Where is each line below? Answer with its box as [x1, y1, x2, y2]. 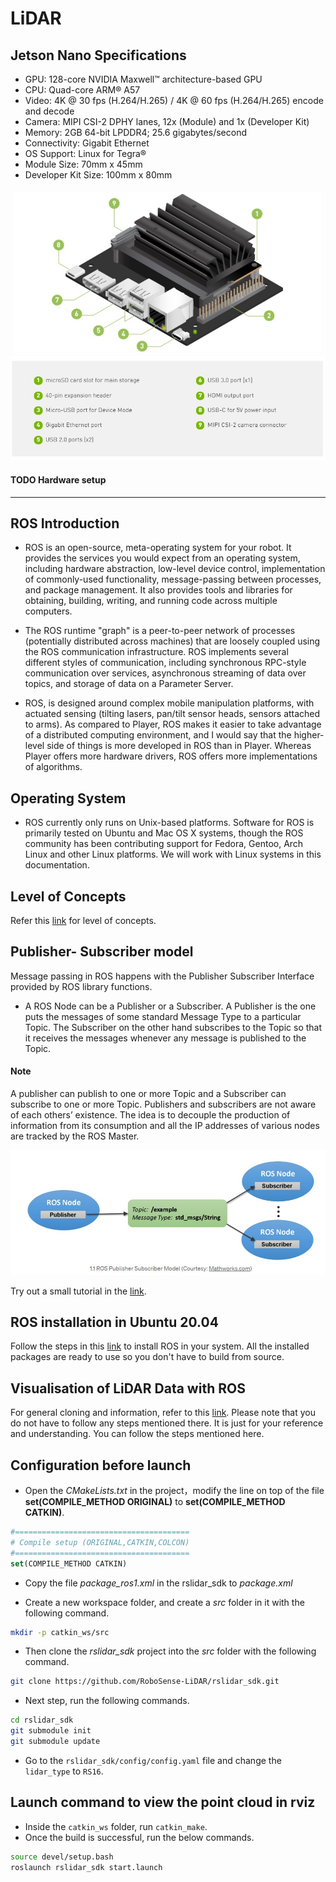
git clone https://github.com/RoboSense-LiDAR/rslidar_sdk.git [10, 1677, 280, 1687]
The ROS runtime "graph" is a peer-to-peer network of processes [24, 625, 296, 637]
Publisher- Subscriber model [10, 943, 194, 961]
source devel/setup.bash [10, 1852, 114, 1862]
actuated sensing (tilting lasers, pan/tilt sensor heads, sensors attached [24, 708, 321, 720]
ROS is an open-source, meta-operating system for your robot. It [24, 542, 292, 554]
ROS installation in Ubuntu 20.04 [10, 1313, 219, 1331]
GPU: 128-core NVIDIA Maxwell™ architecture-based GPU [24, 73, 263, 85]
